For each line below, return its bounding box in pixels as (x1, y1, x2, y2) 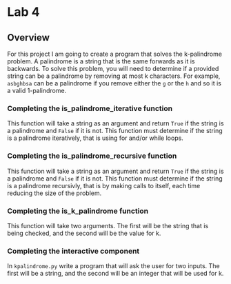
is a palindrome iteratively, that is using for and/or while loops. (7, 134, 184, 142)
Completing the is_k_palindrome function (7, 206, 149, 216)
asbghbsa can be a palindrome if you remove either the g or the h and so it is (7, 79, 222, 87)
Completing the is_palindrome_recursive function (7, 151, 177, 161)
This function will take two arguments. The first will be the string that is (7, 221, 209, 230)
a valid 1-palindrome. (7, 87, 67, 94)
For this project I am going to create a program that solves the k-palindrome (7, 50, 223, 58)
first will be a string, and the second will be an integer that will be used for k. (7, 270, 224, 278)
